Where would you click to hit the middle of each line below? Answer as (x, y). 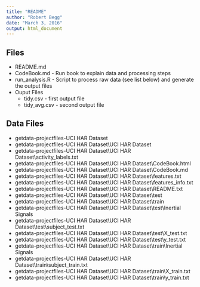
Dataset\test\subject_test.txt (50, 227)
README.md (30, 67)
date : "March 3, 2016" (34, 23)
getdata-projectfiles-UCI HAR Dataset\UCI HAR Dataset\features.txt (98, 176)
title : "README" (26, 12)
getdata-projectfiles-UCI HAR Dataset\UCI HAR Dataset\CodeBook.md (101, 169)
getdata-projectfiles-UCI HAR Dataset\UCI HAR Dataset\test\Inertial (98, 208)
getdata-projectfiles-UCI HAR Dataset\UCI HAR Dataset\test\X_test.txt (101, 233)
